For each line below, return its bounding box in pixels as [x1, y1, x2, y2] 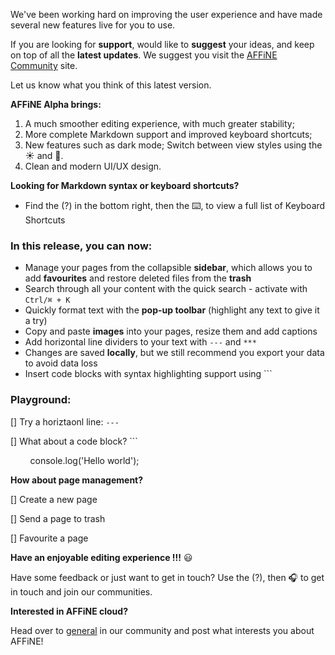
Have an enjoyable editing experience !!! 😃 [10, 551, 193, 563]
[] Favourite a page [10, 532, 89, 544]
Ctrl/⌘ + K [24, 295, 71, 306]
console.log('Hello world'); [29, 454, 140, 466]
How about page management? [10, 474, 144, 486]
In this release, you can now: [10, 239, 153, 253]
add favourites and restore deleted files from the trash [24, 272, 252, 284]
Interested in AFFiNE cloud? [10, 605, 128, 617]
